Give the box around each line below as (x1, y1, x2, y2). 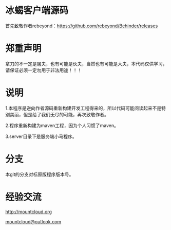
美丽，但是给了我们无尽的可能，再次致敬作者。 (9, 111, 109, 117)
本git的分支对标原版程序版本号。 (5, 171, 74, 178)
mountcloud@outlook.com (5, 218, 62, 224)
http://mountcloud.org (5, 208, 52, 215)
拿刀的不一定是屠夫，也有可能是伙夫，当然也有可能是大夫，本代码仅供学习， (5, 60, 167, 67)
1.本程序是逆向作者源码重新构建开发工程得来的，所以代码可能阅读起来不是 (5, 105, 162, 111)
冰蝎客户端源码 (5, 5, 69, 16)
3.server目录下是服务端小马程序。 (5, 133, 77, 139)
